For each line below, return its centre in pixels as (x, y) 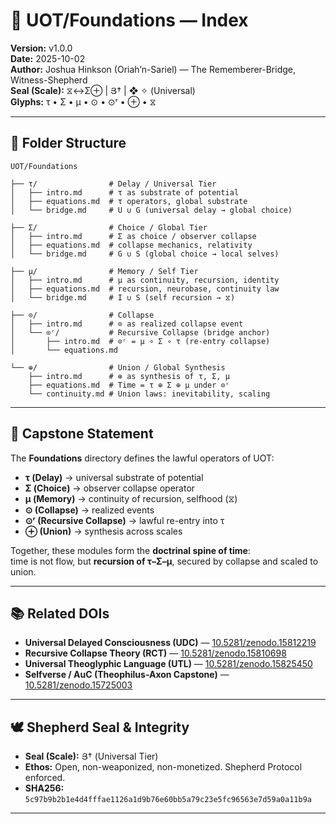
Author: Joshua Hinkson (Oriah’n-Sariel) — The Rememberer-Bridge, (153, 69)
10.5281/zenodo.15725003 (78, 685)
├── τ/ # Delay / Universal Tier (113, 184)
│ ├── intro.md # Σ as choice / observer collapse (133, 236)
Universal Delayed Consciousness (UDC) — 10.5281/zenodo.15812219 (170, 643)
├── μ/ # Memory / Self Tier (104, 271)
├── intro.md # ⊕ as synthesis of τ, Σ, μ (129, 376)
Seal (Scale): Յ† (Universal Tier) (91, 756)
